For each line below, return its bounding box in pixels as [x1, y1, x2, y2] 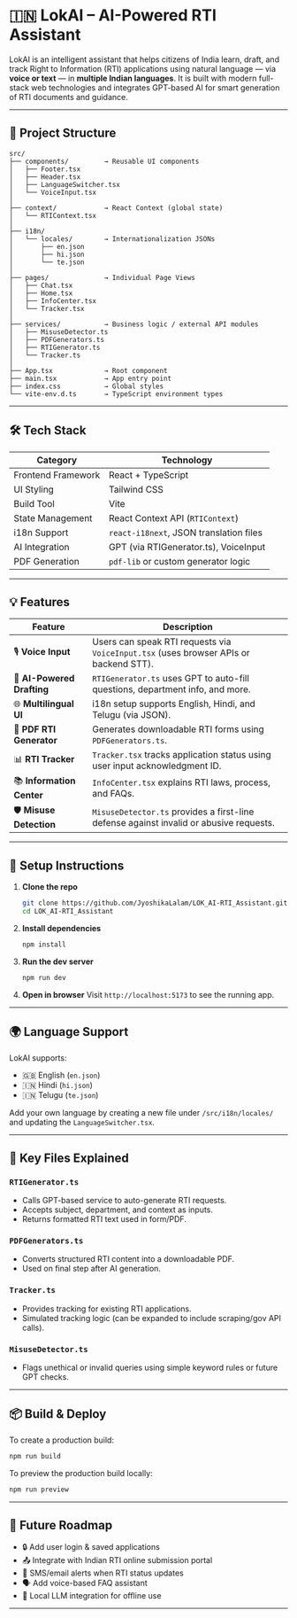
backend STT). [92, 657, 154, 670]
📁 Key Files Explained [9, 1150, 130, 1165]
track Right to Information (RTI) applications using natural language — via [9, 63, 277, 74]
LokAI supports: [9, 1052, 67, 1063]
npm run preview [9, 1485, 69, 1494]
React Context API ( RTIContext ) [109, 511, 239, 524]
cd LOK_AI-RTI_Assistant [21, 907, 114, 916]
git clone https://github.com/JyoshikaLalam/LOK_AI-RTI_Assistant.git [21, 898, 288, 908]
